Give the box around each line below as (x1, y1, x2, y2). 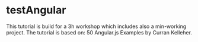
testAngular (6, 3, 66, 17)
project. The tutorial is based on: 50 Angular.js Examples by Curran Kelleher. (6, 29, 193, 36)
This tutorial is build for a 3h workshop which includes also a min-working (6, 23, 187, 30)
